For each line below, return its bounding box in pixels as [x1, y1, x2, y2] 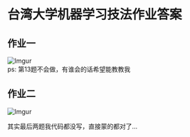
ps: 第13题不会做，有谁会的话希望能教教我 [7, 65, 131, 73]
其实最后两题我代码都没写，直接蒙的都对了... [7, 122, 138, 131]
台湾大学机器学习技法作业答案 [7, 6, 183, 23]
